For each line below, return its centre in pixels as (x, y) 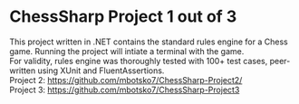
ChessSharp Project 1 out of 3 (123, 17)
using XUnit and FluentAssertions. (101, 71)
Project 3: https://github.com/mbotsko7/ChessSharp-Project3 (125, 90)
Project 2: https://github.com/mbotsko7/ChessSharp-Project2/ (126, 80)
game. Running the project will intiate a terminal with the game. (127, 51)
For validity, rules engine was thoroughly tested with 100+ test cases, (139, 61)
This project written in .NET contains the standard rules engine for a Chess (149, 42)
